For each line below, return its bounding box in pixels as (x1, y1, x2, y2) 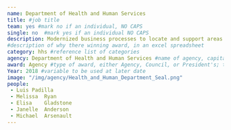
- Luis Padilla (10, 87, 54, 94)
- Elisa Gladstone (10, 100, 72, 107)
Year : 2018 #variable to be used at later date (7, 67, 146, 74)
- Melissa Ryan (10, 94, 57, 100)
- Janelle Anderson (10, 106, 69, 113)
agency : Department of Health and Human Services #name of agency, (7, 55, 205, 62)
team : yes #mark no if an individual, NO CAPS (7, 23, 143, 30)
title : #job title (7, 17, 60, 23)
